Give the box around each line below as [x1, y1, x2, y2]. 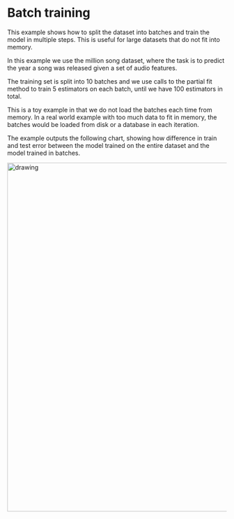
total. [7, 92, 22, 100]
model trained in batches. [7, 149, 81, 157]
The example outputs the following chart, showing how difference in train [7, 134, 217, 142]
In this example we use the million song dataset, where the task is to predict [7, 56, 225, 64]
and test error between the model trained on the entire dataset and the [7, 141, 210, 149]
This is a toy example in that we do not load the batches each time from [7, 105, 212, 114]
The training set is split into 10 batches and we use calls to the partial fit [7, 77, 212, 85]
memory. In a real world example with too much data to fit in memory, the [7, 113, 217, 121]
